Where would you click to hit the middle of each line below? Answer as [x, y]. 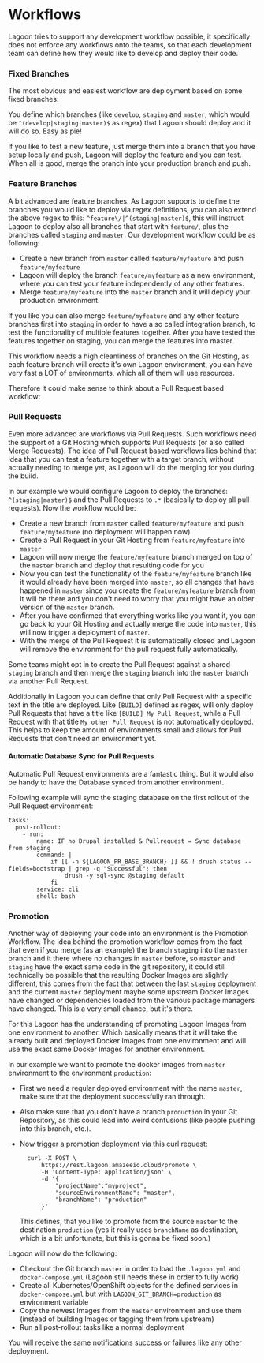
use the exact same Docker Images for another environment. [107, 1049]
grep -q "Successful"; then [121, 869]
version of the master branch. [67, 607]
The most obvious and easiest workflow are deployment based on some [125, 91]
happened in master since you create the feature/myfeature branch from [138, 590]
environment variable [54, 1302]
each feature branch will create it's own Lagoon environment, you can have [131, 364]
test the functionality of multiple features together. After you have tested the [132, 332]
